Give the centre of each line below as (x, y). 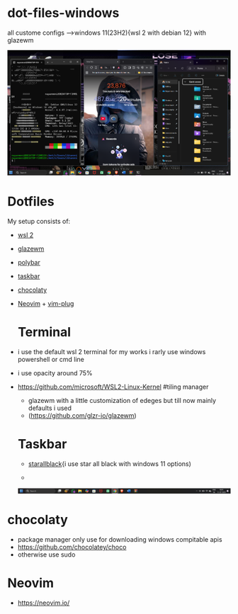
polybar (29, 263)
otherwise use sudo (46, 555)
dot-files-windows (63, 13)
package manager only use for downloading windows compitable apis (120, 539)
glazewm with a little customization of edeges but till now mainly (122, 401)
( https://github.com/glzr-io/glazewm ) (82, 416)
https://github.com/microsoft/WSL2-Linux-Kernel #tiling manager (113, 387)
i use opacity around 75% (55, 373)
